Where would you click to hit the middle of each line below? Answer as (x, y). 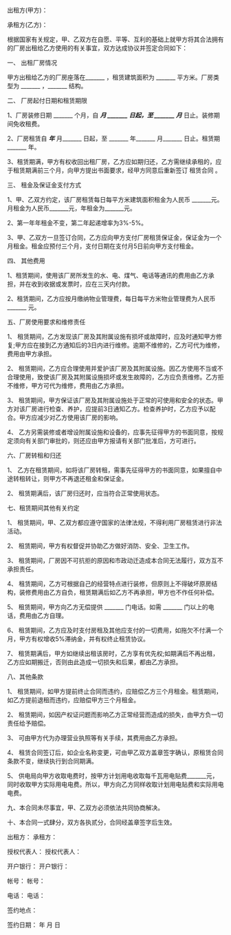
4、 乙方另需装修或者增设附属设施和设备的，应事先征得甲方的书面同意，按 (112, 432)
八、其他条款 (25, 677)
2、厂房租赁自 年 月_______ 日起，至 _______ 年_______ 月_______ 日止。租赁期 (113, 138)
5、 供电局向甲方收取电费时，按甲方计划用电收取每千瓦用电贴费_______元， (113, 776)
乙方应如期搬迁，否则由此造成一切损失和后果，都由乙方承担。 (95, 662)
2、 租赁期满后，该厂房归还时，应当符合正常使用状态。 (85, 493)
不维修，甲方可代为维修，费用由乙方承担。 (67, 386)
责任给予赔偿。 (28, 723)
